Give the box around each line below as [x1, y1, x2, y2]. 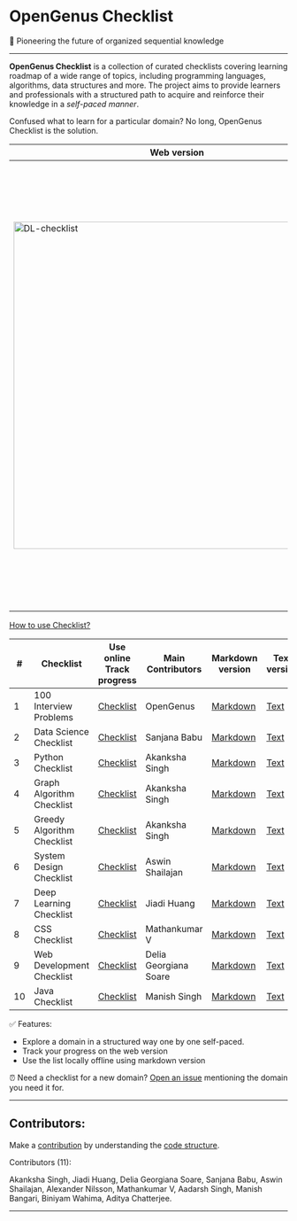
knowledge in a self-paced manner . [9, 98, 140, 109]
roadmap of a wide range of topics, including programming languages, [9, 70, 267, 81]
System [34, 849, 65, 861]
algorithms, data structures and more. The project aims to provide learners [9, 80, 281, 90]
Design [34, 860, 64, 873]
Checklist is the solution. [9, 125, 99, 136]
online [103, 651, 131, 664]
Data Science [34, 725, 90, 737]
